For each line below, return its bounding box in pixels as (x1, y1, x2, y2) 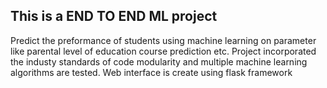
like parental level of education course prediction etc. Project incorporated (10, 45, 317, 57)
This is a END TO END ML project (10, 8, 218, 25)
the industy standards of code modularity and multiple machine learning (10, 55, 308, 68)
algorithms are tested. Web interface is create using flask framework (10, 66, 293, 78)
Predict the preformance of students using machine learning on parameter (10, 34, 317, 46)
